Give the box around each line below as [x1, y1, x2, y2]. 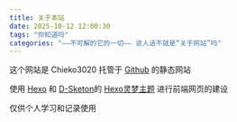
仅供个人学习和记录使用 [9, 103, 96, 114]
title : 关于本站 [9, 13, 65, 23]
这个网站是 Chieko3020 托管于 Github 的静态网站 [9, 64, 191, 75]
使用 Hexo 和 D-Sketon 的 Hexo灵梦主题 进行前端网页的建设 [9, 83, 228, 95]
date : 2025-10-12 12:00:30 [9, 22, 111, 31]
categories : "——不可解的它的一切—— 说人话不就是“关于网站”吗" [9, 38, 223, 48]
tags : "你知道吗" [9, 30, 69, 39]
